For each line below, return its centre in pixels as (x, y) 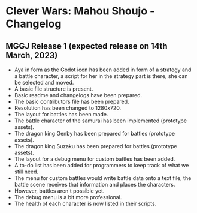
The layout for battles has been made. (61, 114)
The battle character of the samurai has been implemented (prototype (100, 121)
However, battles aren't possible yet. (59, 191)
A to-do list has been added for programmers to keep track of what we (101, 165)
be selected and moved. (44, 82)
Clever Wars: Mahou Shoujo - (80, 11)
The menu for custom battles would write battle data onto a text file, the (103, 178)
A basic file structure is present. (54, 89)
